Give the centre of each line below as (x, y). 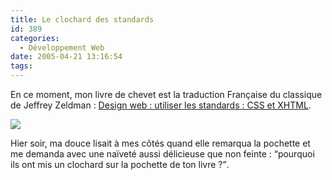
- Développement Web (62, 47)
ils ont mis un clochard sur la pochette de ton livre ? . (120, 164)
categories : (35, 38)
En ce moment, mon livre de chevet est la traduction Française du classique (166, 94)
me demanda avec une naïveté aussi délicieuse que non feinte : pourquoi (162, 154)
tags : (21, 66)
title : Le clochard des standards (82, 19)
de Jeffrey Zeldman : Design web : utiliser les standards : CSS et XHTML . (161, 105)
